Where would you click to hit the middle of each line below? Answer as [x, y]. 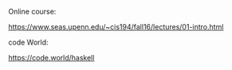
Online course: [32, 12]
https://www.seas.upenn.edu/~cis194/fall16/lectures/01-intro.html [116, 27]
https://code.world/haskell [51, 58]
